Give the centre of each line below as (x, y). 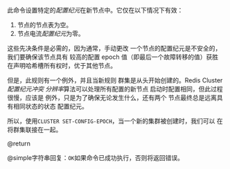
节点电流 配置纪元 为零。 (51, 34)
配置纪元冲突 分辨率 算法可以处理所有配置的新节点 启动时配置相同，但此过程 (115, 89)
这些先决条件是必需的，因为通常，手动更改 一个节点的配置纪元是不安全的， (114, 48)
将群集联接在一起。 (35, 130)
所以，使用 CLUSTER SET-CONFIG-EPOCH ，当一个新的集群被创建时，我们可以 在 (115, 121)
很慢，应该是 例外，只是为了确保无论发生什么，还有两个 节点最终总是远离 (112, 98)
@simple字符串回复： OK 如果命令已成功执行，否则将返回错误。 (96, 158)
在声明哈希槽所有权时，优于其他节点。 (62, 65)
